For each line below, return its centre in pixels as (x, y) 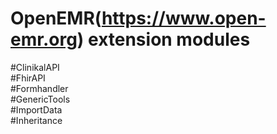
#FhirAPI (28, 78)
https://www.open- (184, 18)
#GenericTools (40, 99)
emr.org (44, 39)
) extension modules (163, 39)
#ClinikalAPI (35, 67)
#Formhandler (39, 88)
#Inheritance (36, 120)
